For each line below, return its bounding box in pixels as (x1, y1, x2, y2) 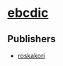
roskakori (17, 51, 45, 60)
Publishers (7, 33, 56, 45)
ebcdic (7, 5, 49, 21)
